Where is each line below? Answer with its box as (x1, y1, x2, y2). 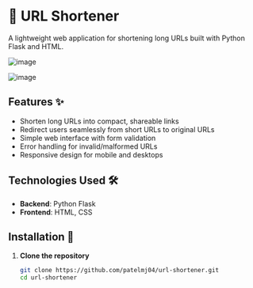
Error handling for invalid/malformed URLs (19, 142, 158, 151)
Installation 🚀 (8, 229, 75, 244)
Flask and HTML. (8, 41, 64, 51)
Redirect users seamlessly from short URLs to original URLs (19, 124, 215, 134)
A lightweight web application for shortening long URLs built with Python (8, 33, 246, 43)
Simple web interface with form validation (19, 133, 156, 142)
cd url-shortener (19, 274, 78, 282)
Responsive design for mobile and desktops (19, 150, 163, 159)
